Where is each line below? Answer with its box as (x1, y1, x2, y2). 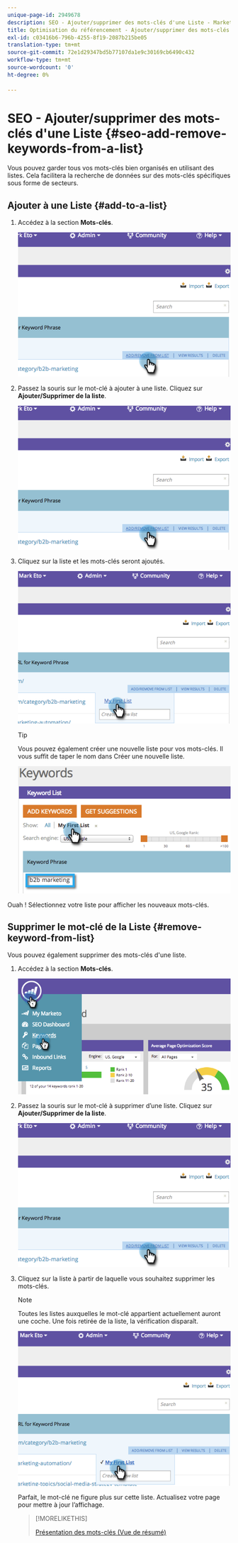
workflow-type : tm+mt (7, 57, 72, 64)
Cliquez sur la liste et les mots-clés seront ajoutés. (17, 557, 165, 565)
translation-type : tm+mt (7, 41, 81, 49)
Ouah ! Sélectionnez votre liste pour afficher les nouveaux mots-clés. (7, 900, 210, 909)
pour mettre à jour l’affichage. (17, 1500, 105, 1509)
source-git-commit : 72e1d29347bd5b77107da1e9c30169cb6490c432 (7, 49, 195, 56)
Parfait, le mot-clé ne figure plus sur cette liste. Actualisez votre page (17, 1493, 220, 1502)
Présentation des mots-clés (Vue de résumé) (35, 1528, 166, 1537)
